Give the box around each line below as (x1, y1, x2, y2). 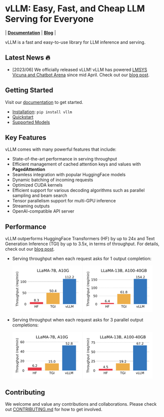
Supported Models (12, 119, 50, 125)
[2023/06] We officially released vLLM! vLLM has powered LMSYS (12, 66, 147, 72)
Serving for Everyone (5, 13, 94, 25)
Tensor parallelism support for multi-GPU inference (12, 198, 116, 204)
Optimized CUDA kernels (12, 182, 63, 188)
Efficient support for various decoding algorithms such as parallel (12, 188, 145, 193)
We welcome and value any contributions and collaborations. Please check (5, 401, 157, 407)
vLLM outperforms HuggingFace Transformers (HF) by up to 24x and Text (5, 236, 155, 242)
